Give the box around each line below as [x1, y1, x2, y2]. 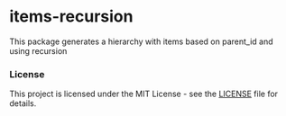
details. [9, 98, 37, 109]
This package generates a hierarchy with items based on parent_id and [9, 36, 273, 47]
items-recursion [9, 6, 134, 27]
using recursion [9, 45, 68, 56]
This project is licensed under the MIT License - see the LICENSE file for [9, 88, 278, 100]
